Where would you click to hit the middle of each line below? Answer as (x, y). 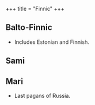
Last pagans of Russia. (42, 96)
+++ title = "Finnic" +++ (35, 9)
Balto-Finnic (29, 27)
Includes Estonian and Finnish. (52, 42)
